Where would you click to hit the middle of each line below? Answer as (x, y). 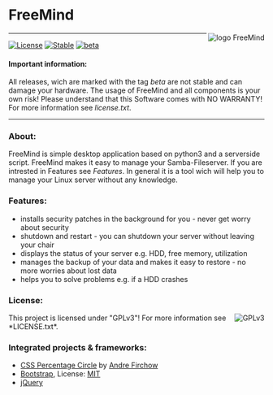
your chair (37, 245)
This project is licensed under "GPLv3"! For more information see (117, 318)
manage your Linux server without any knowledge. (93, 180)
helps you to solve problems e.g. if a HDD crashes (104, 279)
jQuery (31, 383)
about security (44, 227)
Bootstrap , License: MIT (60, 374)
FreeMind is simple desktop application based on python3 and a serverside (134, 154)
